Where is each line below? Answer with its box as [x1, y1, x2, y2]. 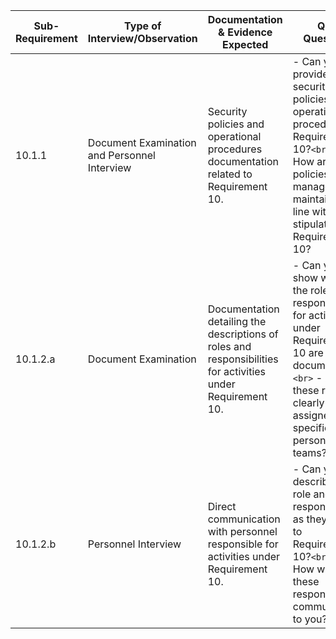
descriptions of [207, 327, 279, 341]
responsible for [207, 537, 279, 551]
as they [292, 512, 328, 526]
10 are [292, 346, 324, 359]
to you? [292, 612, 328, 626]
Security [207, 105, 248, 118]
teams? [292, 446, 327, 459]
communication [207, 512, 281, 526]
